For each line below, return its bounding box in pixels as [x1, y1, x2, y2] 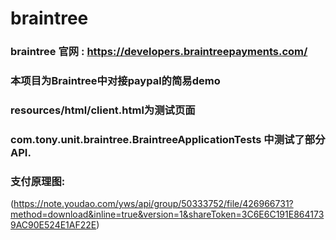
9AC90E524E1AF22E [10, 219, 97, 231]
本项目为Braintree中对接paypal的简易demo [10, 74, 221, 88]
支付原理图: [10, 174, 66, 188]
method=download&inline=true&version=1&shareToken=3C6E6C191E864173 [10, 208, 325, 221]
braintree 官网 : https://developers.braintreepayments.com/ [10, 45, 308, 59]
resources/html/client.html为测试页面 [10, 103, 196, 117]
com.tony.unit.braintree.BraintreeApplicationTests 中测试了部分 [10, 132, 326, 146]
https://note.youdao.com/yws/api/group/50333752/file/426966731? [13, 198, 294, 210]
